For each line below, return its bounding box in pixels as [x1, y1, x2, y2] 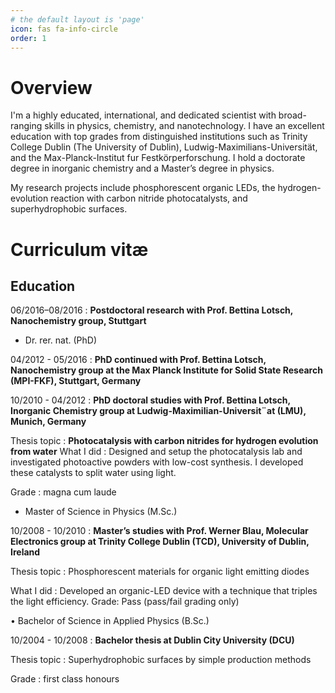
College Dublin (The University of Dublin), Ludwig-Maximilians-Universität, [10, 141, 318, 153]
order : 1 [10, 33, 47, 43]
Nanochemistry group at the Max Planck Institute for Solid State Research [10, 364, 323, 376]
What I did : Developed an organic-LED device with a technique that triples [10, 585, 318, 597]
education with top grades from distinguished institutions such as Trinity [10, 131, 308, 143]
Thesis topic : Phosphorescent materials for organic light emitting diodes [10, 566, 310, 578]
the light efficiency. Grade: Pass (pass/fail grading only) [10, 596, 240, 608]
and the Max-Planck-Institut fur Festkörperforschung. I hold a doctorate [10, 152, 306, 164]
